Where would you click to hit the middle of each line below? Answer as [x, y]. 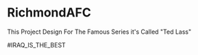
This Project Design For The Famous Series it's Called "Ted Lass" [99, 32]
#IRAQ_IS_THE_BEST [37, 45]
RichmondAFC [49, 13]
